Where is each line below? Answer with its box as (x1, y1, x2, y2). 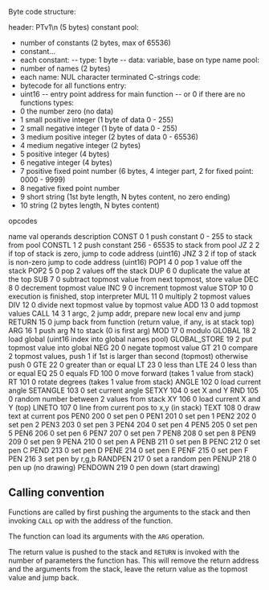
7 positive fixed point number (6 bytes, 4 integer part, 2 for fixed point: (19, 167, 255, 175)
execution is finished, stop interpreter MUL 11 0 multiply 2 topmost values (8, 291, 251, 301)
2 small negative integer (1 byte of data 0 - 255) (19, 124, 178, 133)
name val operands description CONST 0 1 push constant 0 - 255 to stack (8, 232, 253, 241)
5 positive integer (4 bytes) (19, 149, 110, 159)
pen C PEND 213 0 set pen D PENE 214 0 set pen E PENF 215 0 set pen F (8, 446, 249, 455)
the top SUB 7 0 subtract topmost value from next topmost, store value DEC (8, 274, 259, 284)
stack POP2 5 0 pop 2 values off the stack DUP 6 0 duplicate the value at (8, 266, 251, 275)
